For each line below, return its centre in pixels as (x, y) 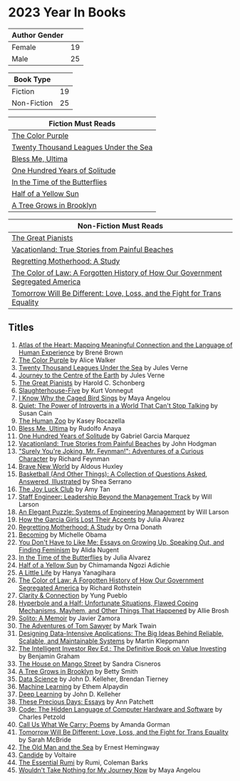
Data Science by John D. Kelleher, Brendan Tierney (93, 679)
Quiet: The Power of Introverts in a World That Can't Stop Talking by (118, 405)
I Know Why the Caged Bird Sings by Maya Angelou (94, 398)
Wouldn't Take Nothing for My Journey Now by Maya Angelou (109, 770)
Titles (21, 328)
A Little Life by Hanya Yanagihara (67, 572)
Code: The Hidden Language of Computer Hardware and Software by (120, 709)
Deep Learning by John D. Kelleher (69, 694)
